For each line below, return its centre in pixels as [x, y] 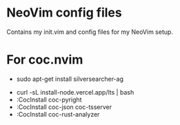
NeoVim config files [64, 13]
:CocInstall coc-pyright [49, 99]
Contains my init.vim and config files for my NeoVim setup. [90, 32]
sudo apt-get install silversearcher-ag [70, 79]
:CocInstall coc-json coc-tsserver [64, 107]
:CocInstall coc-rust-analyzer [58, 114]
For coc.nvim [45, 60]
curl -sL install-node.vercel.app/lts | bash [75, 92]
